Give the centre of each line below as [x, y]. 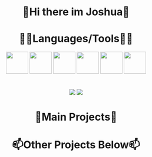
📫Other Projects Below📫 [76, 144]
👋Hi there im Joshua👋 [76, 12]
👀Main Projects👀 [76, 117]
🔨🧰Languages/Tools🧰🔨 [76, 39]
